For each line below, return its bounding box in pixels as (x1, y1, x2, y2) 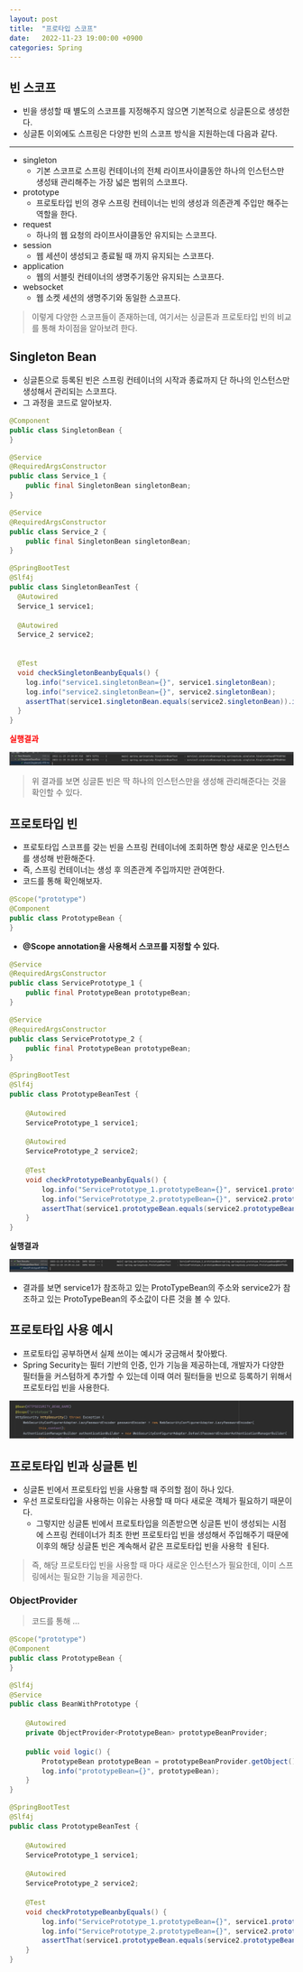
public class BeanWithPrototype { (9, 1699, 140, 1709)
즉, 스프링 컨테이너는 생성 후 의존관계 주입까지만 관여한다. (22, 865, 225, 875)
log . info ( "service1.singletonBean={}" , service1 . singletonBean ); (25, 678, 277, 687)
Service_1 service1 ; (17, 601, 95, 611)
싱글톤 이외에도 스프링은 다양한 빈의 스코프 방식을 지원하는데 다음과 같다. (22, 128, 278, 139)
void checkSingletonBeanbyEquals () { (17, 668, 160, 677)
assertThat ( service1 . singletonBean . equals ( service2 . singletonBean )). (25, 697, 293, 706)
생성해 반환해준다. (32, 853, 96, 864)
